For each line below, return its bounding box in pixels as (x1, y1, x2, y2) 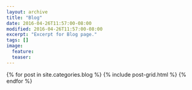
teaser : (12, 54, 32, 60)
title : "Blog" (6, 15, 43, 21)
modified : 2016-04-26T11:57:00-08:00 (6, 26, 103, 32)
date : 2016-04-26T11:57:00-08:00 (6, 20, 92, 26)
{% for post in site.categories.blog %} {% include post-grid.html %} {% (6, 71, 186, 78)
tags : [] (6, 37, 29, 43)
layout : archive (6, 9, 48, 15)
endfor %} (6, 77, 33, 85)
